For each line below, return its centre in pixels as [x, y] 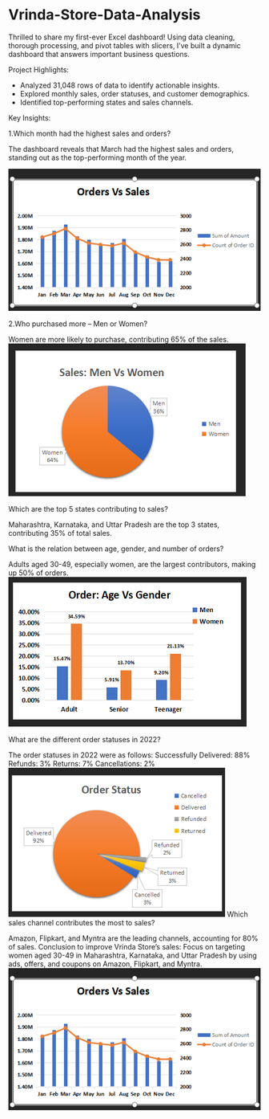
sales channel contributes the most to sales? [82, 922]
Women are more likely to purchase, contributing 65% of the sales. [118, 339]
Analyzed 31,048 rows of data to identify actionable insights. [120, 85]
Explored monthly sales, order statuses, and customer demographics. [134, 93]
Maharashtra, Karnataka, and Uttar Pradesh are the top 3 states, [114, 525]
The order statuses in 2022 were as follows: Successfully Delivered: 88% [129, 755]
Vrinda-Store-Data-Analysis [104, 15]
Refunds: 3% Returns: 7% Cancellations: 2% [82, 763]
